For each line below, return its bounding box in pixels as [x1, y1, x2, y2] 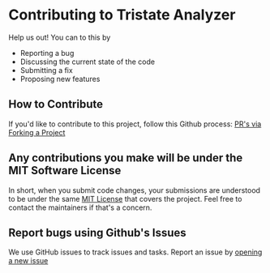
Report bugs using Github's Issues [8, 225, 186, 240]
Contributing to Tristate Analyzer [8, 6, 236, 24]
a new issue [8, 256, 49, 266]
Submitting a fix [19, 65, 73, 75]
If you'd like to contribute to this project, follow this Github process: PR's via [8, 119, 262, 129]
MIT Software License [8, 164, 122, 177]
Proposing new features [19, 74, 101, 83]
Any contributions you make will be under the [8, 151, 243, 165]
